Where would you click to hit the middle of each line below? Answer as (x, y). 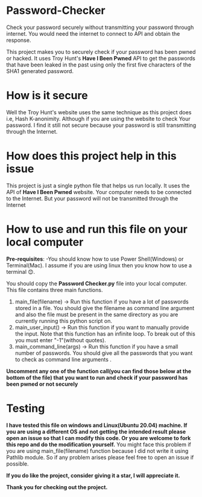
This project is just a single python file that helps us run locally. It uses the (98, 186)
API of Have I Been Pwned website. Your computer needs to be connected (99, 192)
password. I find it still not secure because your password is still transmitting (101, 125)
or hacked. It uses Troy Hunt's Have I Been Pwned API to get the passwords (101, 58)
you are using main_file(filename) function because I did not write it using (97, 450)
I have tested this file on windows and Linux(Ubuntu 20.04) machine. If (97, 425)
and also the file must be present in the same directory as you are (96, 314)
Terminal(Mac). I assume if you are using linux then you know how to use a (99, 265)
